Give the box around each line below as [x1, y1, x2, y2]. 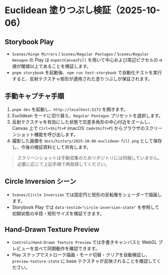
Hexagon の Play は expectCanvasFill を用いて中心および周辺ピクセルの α [12, 57, 162, 63]
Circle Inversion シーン [5, 177, 76, 186]
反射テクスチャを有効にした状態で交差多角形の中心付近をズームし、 [12, 119, 153, 125]
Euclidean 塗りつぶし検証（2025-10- [5, 5, 160, 16]
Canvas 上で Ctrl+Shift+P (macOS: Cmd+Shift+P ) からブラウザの [12, 125, 145, 131]
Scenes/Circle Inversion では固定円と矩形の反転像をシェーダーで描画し [12, 191, 162, 197]
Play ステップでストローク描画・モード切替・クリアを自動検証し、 [12, 252, 150, 258]
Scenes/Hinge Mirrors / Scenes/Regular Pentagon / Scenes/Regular [12, 51, 149, 57]
